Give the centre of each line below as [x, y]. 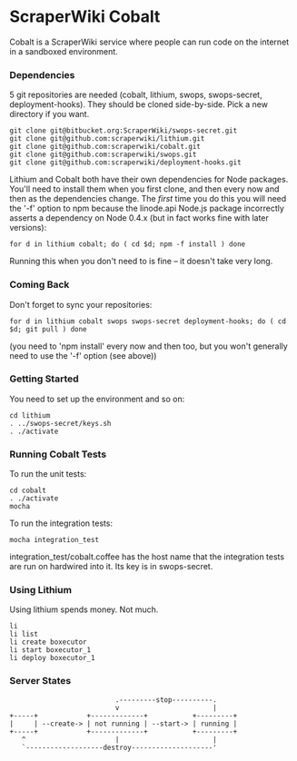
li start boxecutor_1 [50, 650]
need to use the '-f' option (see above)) [83, 355]
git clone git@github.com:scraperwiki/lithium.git [107, 139]
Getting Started [44, 379]
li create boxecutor [49, 642]
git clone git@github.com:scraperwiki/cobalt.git [105, 147]
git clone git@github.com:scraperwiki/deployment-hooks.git [126, 163]
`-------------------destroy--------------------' [119, 747]
